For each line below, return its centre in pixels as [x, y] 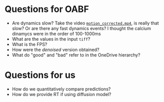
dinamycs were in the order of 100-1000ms [56, 33]
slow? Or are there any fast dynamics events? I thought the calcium [81, 28]
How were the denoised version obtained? [56, 49]
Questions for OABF [47, 9]
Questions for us [40, 75]
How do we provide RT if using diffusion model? [61, 94]
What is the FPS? [30, 44]
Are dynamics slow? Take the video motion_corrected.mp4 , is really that [85, 23]
